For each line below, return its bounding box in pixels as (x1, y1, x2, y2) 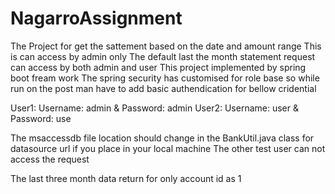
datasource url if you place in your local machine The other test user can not (10, 142, 326, 154)
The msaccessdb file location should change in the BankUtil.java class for (10, 132, 315, 144)
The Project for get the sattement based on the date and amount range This (10, 40, 322, 52)
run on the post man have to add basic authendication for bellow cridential (10, 82, 317, 94)
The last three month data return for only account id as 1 (10, 172, 242, 184)
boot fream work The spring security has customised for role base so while (10, 72, 320, 84)
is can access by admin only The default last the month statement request (10, 50, 316, 62)
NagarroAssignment (10, 7, 183, 30)
